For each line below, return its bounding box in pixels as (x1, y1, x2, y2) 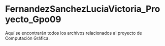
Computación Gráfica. (5, 35, 50, 41)
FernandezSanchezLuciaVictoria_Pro (5, 3, 160, 15)
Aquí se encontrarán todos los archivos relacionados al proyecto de (5, 30, 142, 36)
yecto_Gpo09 (5, 14, 62, 25)
